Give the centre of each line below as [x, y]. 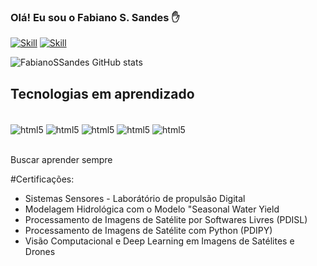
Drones [40, 251]
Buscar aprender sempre [61, 159]
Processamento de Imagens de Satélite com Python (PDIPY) [148, 230]
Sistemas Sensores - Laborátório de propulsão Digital [135, 198]
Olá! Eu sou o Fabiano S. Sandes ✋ [95, 17]
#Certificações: [42, 179]
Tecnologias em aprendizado [102, 93]
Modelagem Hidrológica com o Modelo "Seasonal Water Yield [152, 209]
